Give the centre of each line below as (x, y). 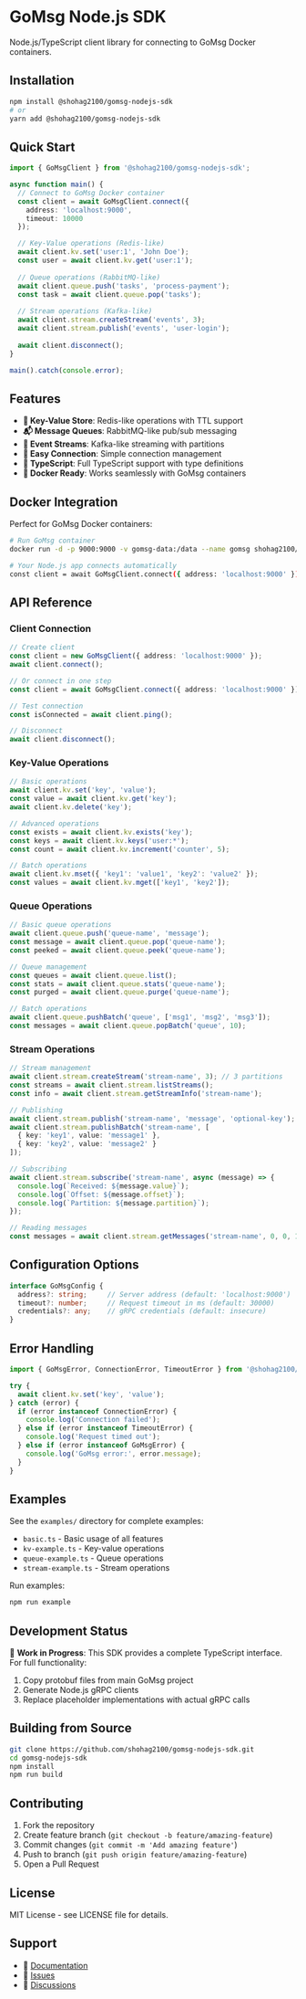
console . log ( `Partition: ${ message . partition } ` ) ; (113, 1203)
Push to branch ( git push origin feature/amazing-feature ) (135, 1855)
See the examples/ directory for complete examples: (107, 1521)
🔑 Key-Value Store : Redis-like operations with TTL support (133, 421)
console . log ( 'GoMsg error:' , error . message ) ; (114, 1454)
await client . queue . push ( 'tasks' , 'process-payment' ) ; (124, 286)
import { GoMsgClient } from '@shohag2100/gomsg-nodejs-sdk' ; (130, 168)
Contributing (46, 1803)
